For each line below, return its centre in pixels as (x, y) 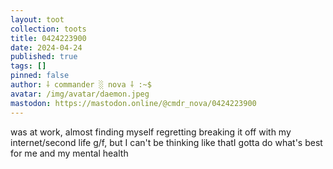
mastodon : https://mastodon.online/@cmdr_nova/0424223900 (133, 103)
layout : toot (37, 19)
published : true (44, 57)
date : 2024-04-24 (46, 47)
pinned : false (40, 76)
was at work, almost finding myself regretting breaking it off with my (151, 132)
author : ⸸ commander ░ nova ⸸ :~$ (81, 85)
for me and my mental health (69, 153)
